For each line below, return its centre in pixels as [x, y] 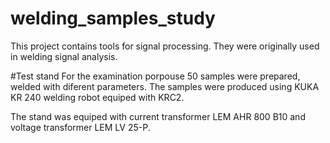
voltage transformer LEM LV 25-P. [80, 127]
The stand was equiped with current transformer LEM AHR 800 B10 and [158, 116]
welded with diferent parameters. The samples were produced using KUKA [165, 86]
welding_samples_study [113, 18]
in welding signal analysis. [64, 56]
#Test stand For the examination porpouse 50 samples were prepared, [155, 76]
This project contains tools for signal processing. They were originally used [165, 46]
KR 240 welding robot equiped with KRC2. [97, 97]
